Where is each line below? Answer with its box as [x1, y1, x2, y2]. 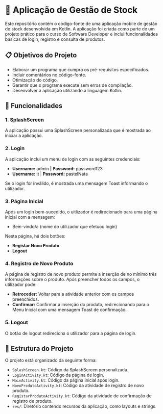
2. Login [5, 145, 25, 152]
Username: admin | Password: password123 [12, 165, 103, 171]
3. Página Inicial [5, 198, 44, 205]
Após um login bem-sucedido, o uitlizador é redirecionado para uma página [5, 209, 158, 215]
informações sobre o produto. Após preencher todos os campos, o [5, 277, 140, 283]
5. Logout [5, 319, 28, 326]
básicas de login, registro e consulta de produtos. [5, 36, 105, 42]
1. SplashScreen [5, 116, 44, 123]
